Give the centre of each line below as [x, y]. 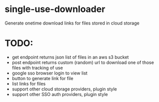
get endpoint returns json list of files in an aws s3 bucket [70, 57]
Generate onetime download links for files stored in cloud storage [72, 23]
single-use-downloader [55, 9]
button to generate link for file [42, 78]
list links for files [29, 83]
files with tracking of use [37, 67]
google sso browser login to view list [50, 73]
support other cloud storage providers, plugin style [64, 89]
